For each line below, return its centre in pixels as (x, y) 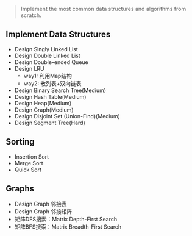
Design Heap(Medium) (43, 103)
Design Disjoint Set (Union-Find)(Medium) (67, 116)
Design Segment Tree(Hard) (50, 123)
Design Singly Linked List (46, 49)
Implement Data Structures (58, 34)
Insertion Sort (32, 156)
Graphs (20, 189)
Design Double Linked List (47, 55)
